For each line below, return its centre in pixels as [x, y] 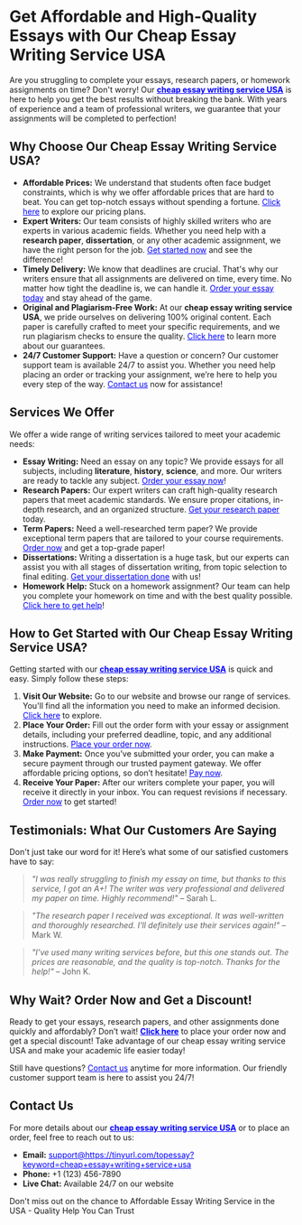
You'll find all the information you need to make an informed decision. [151, 706]
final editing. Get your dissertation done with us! [111, 576]
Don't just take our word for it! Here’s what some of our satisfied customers [149, 852]
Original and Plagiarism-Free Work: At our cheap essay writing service [157, 307]
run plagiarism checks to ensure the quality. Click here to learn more [149, 336]
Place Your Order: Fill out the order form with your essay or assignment [156, 725]
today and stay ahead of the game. [87, 297]
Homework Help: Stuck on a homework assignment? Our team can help [156, 586]
